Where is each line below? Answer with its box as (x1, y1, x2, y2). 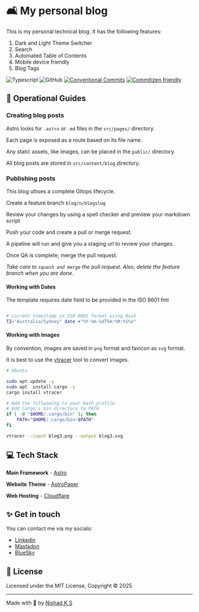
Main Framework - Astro (6, 469, 67, 476)
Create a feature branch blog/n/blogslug (6, 199, 106, 206)
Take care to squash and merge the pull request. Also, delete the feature (6, 263, 180, 270)
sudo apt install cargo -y (6, 384, 76, 390)
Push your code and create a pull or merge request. (6, 228, 132, 236)
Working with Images (6, 331, 60, 338)
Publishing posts (6, 174, 56, 183)
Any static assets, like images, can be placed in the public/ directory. (6, 147, 176, 155)
